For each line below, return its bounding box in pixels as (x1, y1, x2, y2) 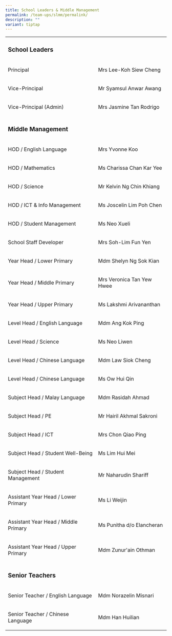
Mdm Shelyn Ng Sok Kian (98, 257, 160, 265)
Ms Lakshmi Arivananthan (98, 301, 161, 308)
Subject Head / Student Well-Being (8, 450, 93, 457)
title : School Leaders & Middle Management (5, 7, 100, 13)
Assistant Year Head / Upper (8, 543, 77, 550)
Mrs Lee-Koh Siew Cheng (98, 66, 161, 73)
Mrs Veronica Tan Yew (98, 276, 152, 283)
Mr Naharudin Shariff (98, 471, 149, 479)
